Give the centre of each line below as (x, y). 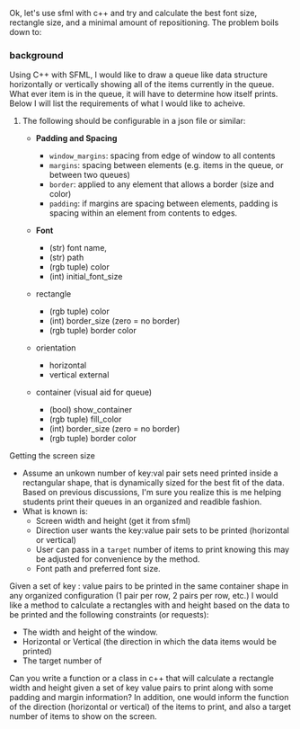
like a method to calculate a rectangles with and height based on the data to (150, 605)
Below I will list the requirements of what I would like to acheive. (127, 103)
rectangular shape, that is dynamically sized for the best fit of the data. (153, 483)
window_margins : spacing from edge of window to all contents (162, 156)
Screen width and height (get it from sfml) (113, 521)
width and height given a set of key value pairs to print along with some (141, 688)
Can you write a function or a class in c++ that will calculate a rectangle (142, 679)
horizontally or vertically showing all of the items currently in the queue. (142, 84)
